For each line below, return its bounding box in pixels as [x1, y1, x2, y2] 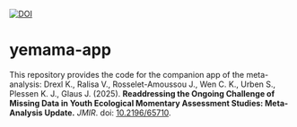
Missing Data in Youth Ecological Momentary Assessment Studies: [9, 97, 264, 108]
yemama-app [9, 40, 112, 60]
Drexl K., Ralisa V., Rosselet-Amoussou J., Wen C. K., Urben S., [43, 79, 276, 89]
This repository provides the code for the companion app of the [9, 69, 245, 80]
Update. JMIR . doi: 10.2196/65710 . [44, 107, 172, 118]
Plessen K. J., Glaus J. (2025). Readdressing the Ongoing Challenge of [9, 88, 275, 98]
